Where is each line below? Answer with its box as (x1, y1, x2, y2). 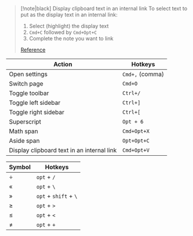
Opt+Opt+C (122, 138, 150, 144)
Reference (20, 46, 46, 53)
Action (53, 60, 73, 68)
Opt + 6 (122, 118, 144, 125)
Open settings (9, 70, 48, 78)
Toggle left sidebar (9, 99, 61, 107)
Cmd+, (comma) (122, 70, 164, 78)
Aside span (9, 137, 40, 145)
